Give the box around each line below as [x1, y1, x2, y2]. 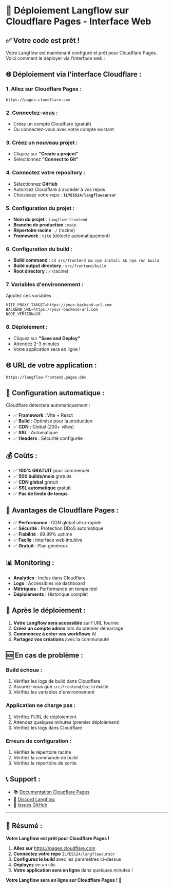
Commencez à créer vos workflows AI [13, 630, 97, 637]
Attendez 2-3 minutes [13, 341, 60, 347]
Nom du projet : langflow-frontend [13, 216, 88, 222]
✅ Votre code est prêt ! [6, 36, 80, 45]
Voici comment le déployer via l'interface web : [6, 55, 105, 61]
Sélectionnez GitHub [13, 181, 58, 187]
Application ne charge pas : [6, 702, 76, 709]
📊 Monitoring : [6, 558, 54, 567]
